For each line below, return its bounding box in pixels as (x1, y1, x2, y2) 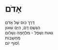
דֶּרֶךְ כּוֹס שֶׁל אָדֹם (5, 19, 35, 25)
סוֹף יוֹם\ (5, 40, 20, 46)
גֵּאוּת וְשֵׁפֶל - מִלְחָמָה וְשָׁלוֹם (5, 30, 53, 35)
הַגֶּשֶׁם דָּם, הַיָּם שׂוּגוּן (5, 24, 41, 30)
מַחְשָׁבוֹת (5, 35, 21, 41)
